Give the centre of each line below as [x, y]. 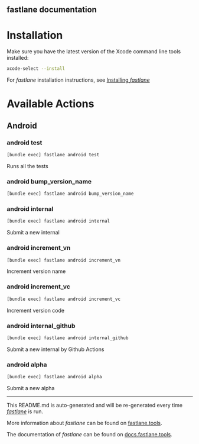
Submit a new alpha [31, 388]
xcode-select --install [36, 69]
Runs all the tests [28, 166]
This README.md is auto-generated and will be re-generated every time [94, 405]
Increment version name [36, 271]
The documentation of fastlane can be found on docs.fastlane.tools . [90, 434]
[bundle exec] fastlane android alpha [54, 377]
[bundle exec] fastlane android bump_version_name [70, 194]
